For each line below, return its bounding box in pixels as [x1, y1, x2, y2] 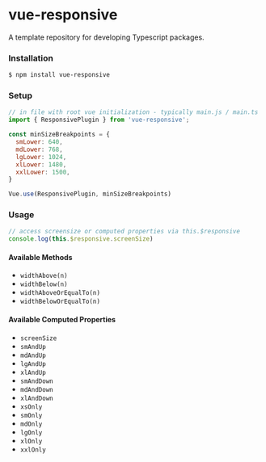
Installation [8, 52, 54, 64]
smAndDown [19, 377, 54, 385]
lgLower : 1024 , [15, 153, 67, 161]
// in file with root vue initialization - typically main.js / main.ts [8, 108, 259, 116]
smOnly [19, 411, 43, 419]
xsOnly [19, 402, 43, 411]
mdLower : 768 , [15, 145, 63, 153]
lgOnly [19, 428, 43, 437]
